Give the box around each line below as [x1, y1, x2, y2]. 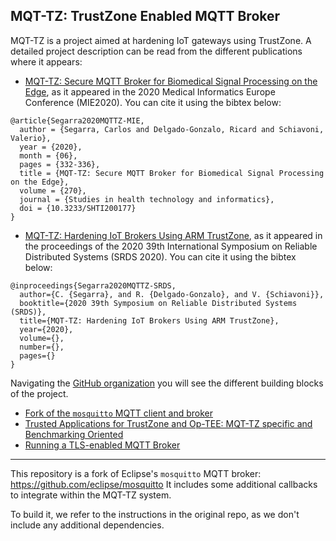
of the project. [10, 387, 69, 399]
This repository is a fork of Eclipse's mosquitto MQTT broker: [10, 467, 262, 479]
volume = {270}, [19, 185, 87, 196]
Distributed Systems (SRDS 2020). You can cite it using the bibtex [24, 250, 297, 263]
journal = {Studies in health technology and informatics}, [19, 194, 275, 204]
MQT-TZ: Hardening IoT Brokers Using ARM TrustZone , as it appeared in [24, 229, 323, 241]
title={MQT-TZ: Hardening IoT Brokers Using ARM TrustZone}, [19, 315, 280, 326]
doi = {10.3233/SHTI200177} [19, 203, 137, 213]
